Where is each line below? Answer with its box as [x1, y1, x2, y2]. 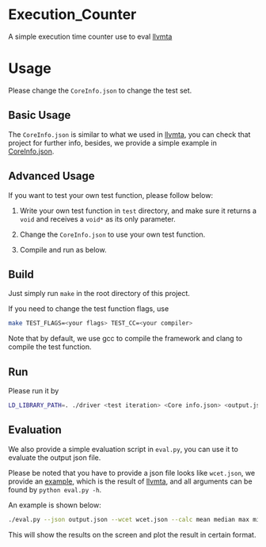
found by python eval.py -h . [8, 484, 102, 494]
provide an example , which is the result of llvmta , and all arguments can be [8, 477, 253, 486]
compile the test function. [8, 342, 92, 351]
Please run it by [8, 386, 59, 395]
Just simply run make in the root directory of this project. [8, 289, 190, 298]
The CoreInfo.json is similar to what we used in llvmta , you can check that [8, 129, 251, 139]
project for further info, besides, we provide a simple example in [8, 138, 218, 147]
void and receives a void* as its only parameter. [19, 214, 176, 223]
